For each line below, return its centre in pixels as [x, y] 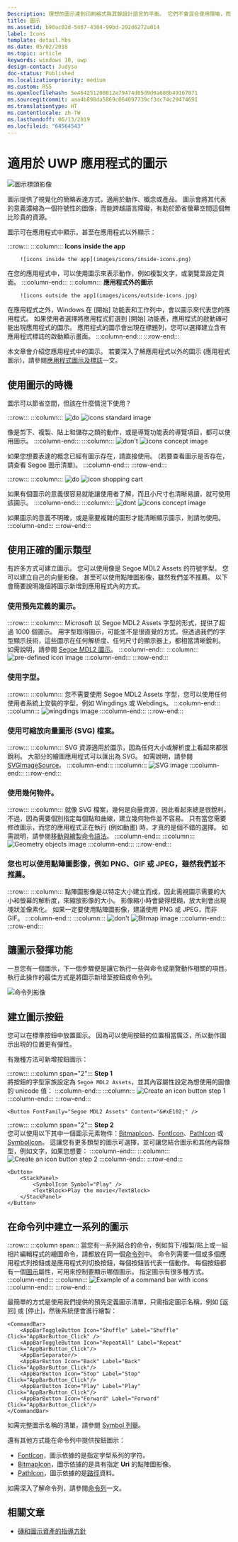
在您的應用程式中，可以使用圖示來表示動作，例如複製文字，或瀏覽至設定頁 [116, 273]
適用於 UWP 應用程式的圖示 [87, 163]
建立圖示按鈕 [35, 1017]
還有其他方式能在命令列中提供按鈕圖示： [66, 1440]
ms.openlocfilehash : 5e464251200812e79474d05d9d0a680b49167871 [103, 93]
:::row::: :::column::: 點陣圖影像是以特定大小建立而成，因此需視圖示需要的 [114, 891]
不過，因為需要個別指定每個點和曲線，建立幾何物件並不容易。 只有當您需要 [117, 819]
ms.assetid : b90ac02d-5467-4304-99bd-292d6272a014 [84, 27]
